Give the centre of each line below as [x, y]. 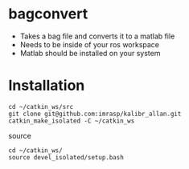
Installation [47, 86]
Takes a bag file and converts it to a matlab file [97, 36]
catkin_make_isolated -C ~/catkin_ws [72, 121]
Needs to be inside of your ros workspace [89, 44]
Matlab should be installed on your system [90, 53]
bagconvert [48, 14]
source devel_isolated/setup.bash [66, 157]
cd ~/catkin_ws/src [41, 107]
